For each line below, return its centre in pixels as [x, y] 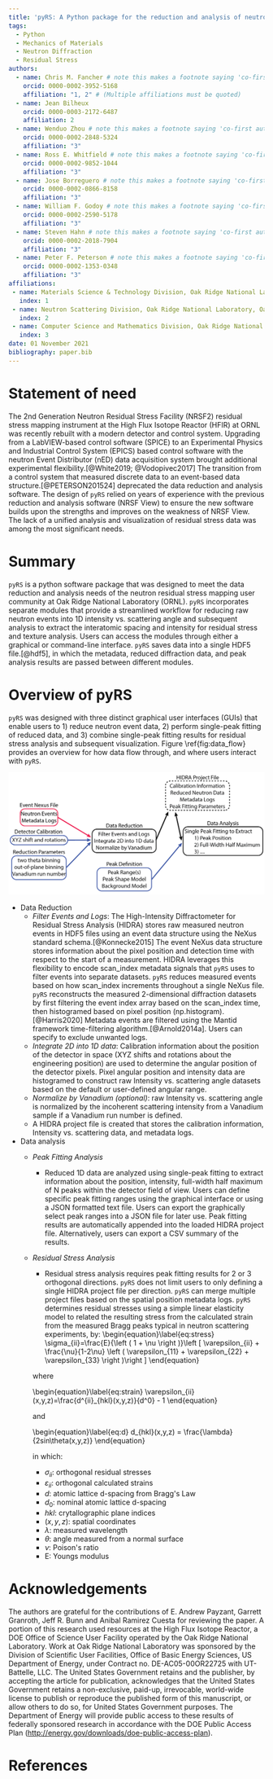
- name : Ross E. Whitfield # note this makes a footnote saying [127, 155]
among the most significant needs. [66, 529]
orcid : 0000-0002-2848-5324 [70, 138]
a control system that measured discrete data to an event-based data [124, 477]
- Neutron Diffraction [54, 52]
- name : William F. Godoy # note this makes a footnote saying [125, 206]
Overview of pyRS [70, 694]
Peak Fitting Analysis [67, 1157]
